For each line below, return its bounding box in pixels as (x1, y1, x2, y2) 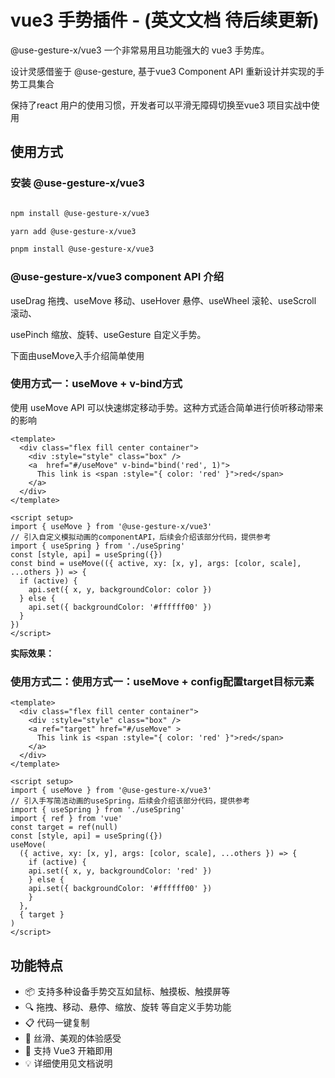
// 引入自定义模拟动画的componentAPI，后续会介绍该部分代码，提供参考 (10, 532, 272, 542)
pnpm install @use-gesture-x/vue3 (10, 244, 155, 255)
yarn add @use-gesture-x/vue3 (10, 226, 137, 236)
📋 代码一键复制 (24, 1016, 90, 1028)
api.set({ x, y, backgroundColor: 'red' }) (28, 866, 213, 876)
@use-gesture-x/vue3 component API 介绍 (10, 270, 225, 284)
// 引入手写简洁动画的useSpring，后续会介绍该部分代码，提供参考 (10, 796, 251, 806)
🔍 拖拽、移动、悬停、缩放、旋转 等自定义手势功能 (24, 1001, 232, 1013)
